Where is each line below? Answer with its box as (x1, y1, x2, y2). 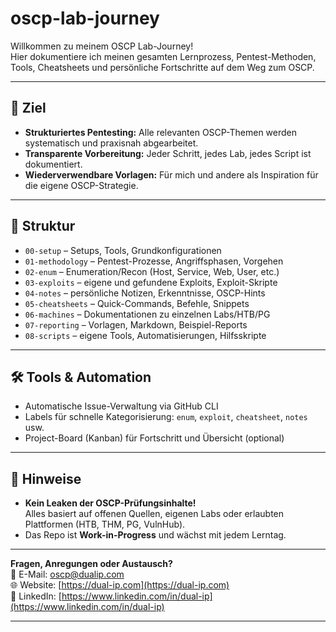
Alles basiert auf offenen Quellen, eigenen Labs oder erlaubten (24, 508, 285, 520)
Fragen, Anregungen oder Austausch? (10, 558, 173, 570)
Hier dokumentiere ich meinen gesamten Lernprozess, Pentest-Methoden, (10, 50, 317, 62)
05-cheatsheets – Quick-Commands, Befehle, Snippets (24, 297, 250, 309)
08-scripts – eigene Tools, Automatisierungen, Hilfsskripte (24, 329, 267, 341)
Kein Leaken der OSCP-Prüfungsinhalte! (24, 497, 197, 509)
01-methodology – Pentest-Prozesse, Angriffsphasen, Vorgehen (24, 255, 284, 267)
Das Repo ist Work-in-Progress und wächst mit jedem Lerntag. (24, 529, 287, 541)
